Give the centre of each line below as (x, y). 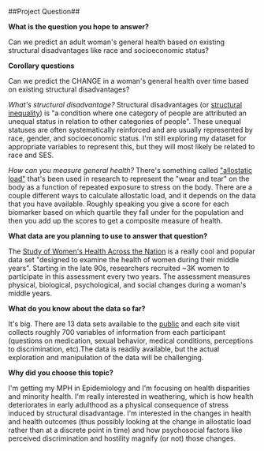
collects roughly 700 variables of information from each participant (117, 332)
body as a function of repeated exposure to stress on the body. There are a (130, 187)
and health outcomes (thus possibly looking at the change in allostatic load (130, 421)
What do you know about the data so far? (77, 308)
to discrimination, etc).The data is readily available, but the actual (114, 349)
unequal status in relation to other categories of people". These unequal (125, 121)
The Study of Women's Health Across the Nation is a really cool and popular (132, 251)
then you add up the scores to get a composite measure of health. (115, 221)
